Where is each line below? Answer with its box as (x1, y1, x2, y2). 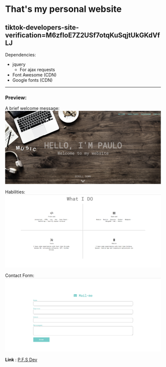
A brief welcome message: (5, 105, 60, 111)
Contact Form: (5, 272, 35, 278)
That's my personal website (5, 3, 122, 15)
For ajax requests (19, 67, 55, 72)
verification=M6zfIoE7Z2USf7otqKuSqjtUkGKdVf (5, 31, 161, 39)
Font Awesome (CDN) (12, 72, 57, 78)
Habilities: (5, 189, 26, 195)
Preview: (5, 94, 27, 101)
